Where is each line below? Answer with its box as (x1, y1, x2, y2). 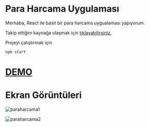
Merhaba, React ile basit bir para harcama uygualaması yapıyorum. (5, 20, 145, 26)
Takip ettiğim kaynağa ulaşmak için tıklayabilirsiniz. (5, 29, 112, 36)
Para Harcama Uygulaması (5, 3, 119, 15)
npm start (5, 49, 26, 54)
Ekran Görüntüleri (5, 89, 82, 101)
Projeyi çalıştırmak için (5, 39, 52, 46)
